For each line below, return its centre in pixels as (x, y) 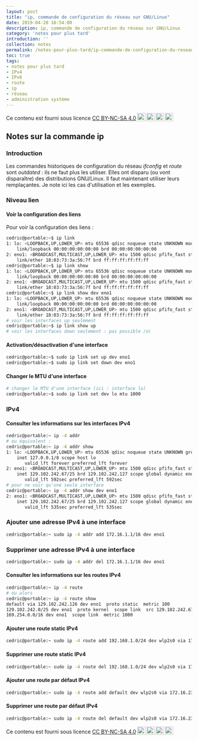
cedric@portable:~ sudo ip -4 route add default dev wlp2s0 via (87, 693)
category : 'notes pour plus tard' (49, 34)
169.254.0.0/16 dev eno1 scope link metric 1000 (70, 615)
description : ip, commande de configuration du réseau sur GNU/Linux (93, 28)
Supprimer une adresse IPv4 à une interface (71, 549)
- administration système (38, 99)
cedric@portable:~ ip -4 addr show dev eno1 (62, 490)
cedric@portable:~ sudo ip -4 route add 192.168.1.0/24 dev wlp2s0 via (96, 641)
